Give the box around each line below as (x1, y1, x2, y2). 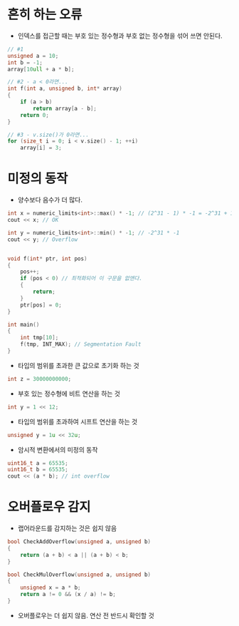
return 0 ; (20, 111, 50, 118)
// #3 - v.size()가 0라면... (7, 131, 90, 138)
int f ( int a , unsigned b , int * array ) (7, 85, 122, 93)
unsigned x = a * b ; (20, 584, 81, 592)
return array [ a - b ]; (33, 105, 97, 112)
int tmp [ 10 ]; (20, 334, 59, 342)
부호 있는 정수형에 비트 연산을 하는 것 (17, 389, 121, 398)
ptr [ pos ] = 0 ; (20, 301, 62, 309)
